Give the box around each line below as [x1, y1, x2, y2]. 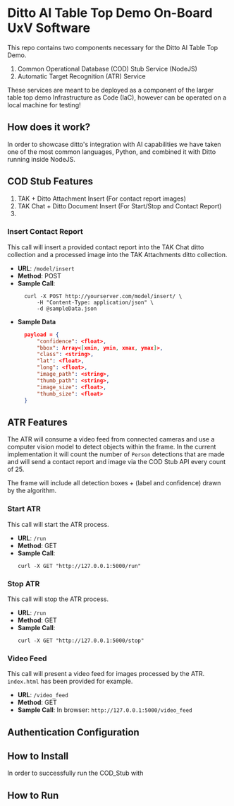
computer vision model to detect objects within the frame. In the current [7, 443, 216, 451]
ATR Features [7, 416, 68, 428]
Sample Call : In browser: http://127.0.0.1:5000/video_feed [17, 706, 192, 714]
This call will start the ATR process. [7, 520, 109, 528]
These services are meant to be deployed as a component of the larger [7, 85, 214, 94]
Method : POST [17, 271, 62, 280]
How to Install [7, 750, 69, 762]
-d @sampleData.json [36, 305, 97, 312]
